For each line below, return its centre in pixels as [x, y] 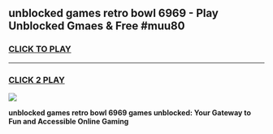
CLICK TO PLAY [40, 50]
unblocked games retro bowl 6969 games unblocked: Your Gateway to [130, 112]
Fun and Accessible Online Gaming [69, 121]
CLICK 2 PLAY [37, 80]
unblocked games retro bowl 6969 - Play [114, 13]
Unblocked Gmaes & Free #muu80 [97, 26]
